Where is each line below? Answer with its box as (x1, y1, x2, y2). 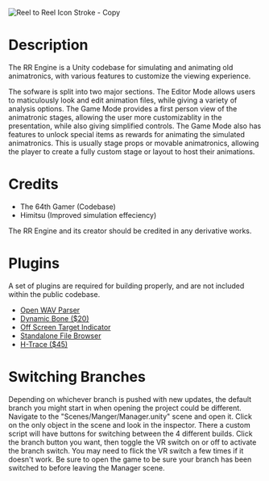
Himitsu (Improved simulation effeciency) (19, 210, 157, 220)
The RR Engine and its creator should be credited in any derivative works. (8, 226, 252, 236)
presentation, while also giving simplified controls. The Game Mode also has (8, 121, 262, 131)
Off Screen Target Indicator (19, 322, 111, 332)
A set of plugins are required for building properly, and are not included (8, 281, 245, 291)
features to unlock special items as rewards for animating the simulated (8, 129, 246, 139)
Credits (8, 175, 59, 194)
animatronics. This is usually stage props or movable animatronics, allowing (8, 138, 259, 148)
